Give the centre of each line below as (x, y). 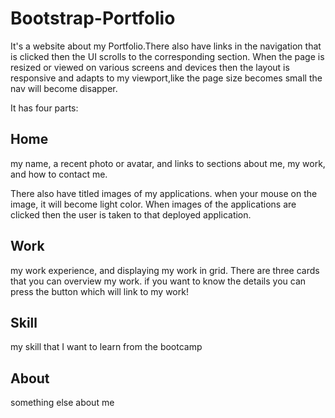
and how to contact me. (59, 174)
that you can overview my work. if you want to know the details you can (158, 281)
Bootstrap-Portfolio (93, 18)
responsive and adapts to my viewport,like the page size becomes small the (166, 78)
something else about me (62, 403)
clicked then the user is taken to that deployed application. (131, 214)
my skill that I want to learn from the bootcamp (106, 347)
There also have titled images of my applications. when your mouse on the (164, 193)
